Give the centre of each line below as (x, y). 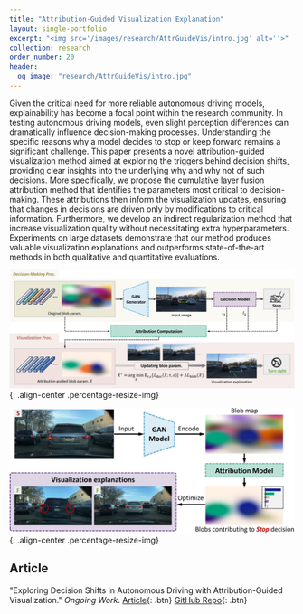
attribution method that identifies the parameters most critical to (128, 189)
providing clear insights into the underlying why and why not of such (137, 170)
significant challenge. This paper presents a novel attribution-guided (137, 151)
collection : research (50, 48)
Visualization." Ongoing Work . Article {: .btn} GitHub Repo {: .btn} (128, 600)
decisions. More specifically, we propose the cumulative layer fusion (137, 180)
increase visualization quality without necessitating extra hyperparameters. (149, 228)
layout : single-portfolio (58, 28)
